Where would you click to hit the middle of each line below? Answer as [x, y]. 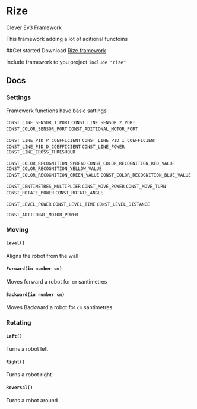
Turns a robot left [27, 349]
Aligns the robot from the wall [42, 256]
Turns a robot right [29, 375]
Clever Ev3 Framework [34, 27]
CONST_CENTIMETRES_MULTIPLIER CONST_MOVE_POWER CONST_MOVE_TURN [86, 186]
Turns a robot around [32, 400]
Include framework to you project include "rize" [66, 62]
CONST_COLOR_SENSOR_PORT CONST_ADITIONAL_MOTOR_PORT [72, 129]
